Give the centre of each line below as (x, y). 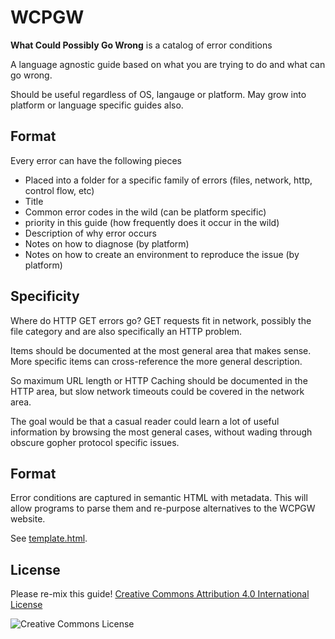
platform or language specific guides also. (97, 105)
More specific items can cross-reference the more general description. (156, 361)
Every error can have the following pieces (96, 160)
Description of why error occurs (90, 233)
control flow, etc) (59, 190)
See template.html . (49, 538)
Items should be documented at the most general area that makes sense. (161, 350)
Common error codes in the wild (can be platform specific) (145, 212)
